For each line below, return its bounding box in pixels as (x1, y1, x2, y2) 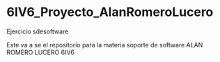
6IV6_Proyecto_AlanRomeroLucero (6, 4, 214, 20)
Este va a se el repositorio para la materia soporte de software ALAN (6, 40, 203, 49)
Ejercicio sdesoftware (6, 27, 69, 36)
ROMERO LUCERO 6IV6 (6, 48, 74, 56)
